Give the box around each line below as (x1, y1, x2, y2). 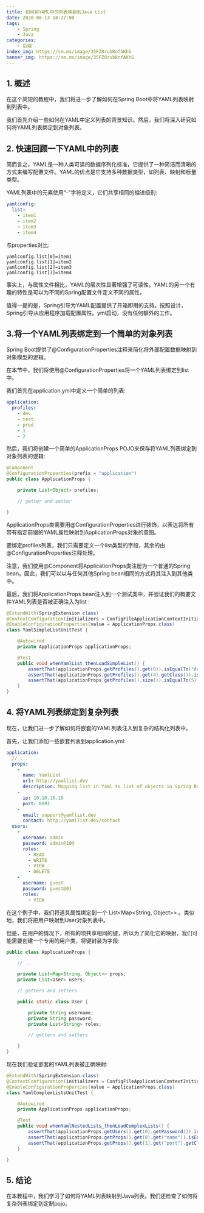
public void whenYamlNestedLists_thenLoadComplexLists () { (17, 1123, 170, 1129)
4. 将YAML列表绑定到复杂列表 (6, 707, 119, 717)
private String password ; (28, 1016, 94, 1022)
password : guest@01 (22, 885, 72, 892)
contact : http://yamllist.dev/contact (22, 817, 121, 823)
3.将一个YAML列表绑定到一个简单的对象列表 (6, 329, 173, 339)
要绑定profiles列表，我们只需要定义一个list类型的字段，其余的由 (6, 541, 166, 549)
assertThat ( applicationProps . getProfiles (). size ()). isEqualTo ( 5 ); (28, 677, 200, 683)
